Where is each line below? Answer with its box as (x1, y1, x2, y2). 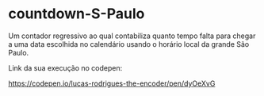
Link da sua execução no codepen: (8, 63, 123, 72)
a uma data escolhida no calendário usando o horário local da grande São (8, 39, 250, 48)
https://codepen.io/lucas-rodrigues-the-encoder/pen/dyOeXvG (8, 79, 216, 88)
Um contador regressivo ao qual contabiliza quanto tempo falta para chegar (8, 31, 256, 40)
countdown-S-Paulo (8, 5, 145, 23)
